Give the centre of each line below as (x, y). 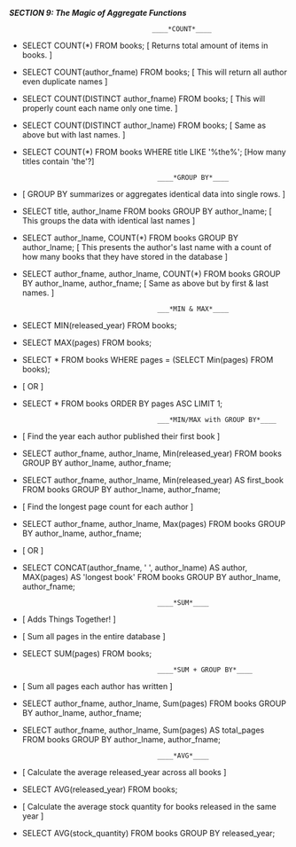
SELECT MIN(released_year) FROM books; (99, 325)
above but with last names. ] (74, 135)
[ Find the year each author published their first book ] (121, 436)
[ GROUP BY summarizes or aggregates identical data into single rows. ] (154, 194)
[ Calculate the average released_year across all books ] (124, 772)
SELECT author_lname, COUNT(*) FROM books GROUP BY (130, 238)
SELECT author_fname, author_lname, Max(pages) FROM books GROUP (154, 524)
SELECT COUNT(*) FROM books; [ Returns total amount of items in (145, 45)
